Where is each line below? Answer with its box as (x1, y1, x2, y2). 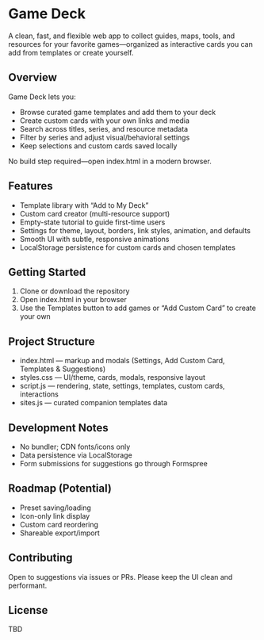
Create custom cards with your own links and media (19, 116, 190, 125)
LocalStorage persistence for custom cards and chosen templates (19, 243, 236, 252)
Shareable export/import (19, 528, 101, 538)
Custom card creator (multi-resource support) (19, 209, 170, 218)
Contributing (8, 551, 73, 565)
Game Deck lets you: (8, 92, 77, 102)
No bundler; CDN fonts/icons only (19, 442, 131, 451)
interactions (19, 389, 59, 399)
